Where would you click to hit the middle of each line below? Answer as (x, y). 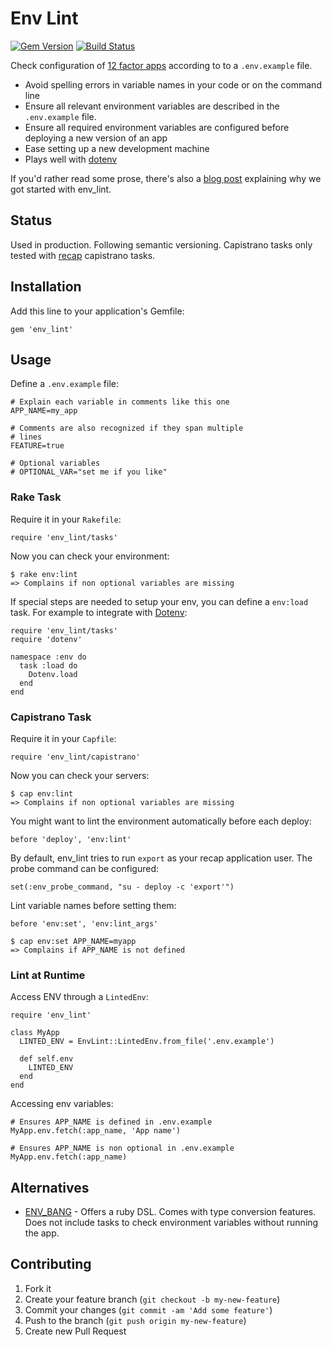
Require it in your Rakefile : (66, 519)
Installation (46, 287)
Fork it (38, 1288)
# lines (26, 437)
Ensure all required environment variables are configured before (157, 127)
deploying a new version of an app (96, 138)
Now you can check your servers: (80, 775)
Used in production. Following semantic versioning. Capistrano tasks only (161, 244)
